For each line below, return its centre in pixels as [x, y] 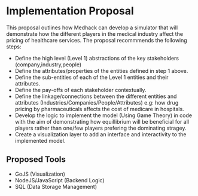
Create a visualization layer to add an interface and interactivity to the [100, 134]
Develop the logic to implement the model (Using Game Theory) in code [103, 115]
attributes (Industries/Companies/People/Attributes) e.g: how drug [97, 102]
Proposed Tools [36, 160]
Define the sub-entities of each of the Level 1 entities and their [92, 77]
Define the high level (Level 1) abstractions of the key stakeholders [97, 58]
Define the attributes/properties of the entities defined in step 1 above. [101, 71]
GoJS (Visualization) [40, 174]
